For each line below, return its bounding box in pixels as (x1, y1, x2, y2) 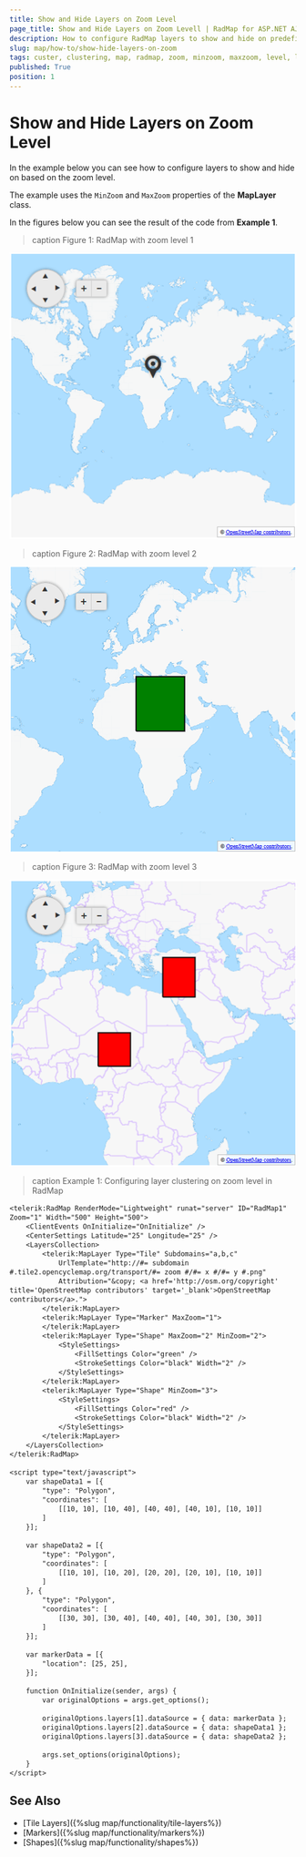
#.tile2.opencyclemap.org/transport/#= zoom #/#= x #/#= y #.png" (9, 1267, 267, 1277)
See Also (9, 1793, 61, 1809)
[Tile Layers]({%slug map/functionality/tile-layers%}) (22, 1817, 222, 1828)
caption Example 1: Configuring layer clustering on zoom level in (31, 1175, 273, 1186)
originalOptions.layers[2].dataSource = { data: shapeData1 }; (42, 1722, 287, 1732)
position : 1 (9, 73, 55, 82)
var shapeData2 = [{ (25, 1540, 104, 1550)
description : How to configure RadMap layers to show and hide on (9, 34, 267, 43)
